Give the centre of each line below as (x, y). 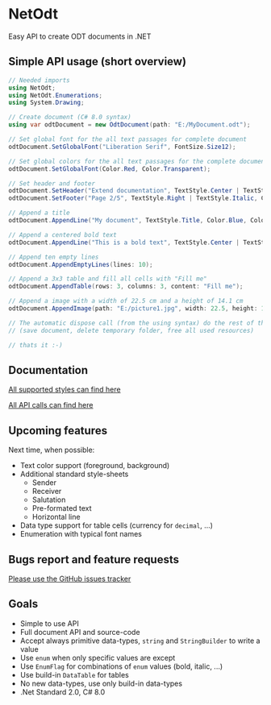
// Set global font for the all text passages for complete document (128, 139)
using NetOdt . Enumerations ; (56, 95)
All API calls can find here (51, 405)
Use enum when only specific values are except (98, 657)
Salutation (49, 500)
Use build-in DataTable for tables (74, 674)
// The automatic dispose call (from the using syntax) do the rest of (131, 323)
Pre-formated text (62, 508)
